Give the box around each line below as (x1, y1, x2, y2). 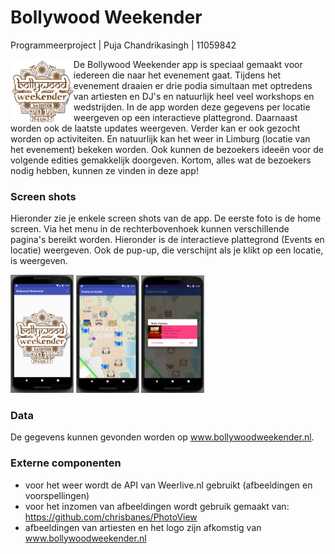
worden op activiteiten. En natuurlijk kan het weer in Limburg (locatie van (10, 132, 311, 145)
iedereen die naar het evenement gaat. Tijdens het (73, 69, 282, 81)
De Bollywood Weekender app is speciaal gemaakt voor (73, 58, 303, 70)
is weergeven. (10, 255, 68, 267)
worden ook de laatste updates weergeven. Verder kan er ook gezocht (10, 122, 301, 134)
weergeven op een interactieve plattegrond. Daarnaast (73, 111, 298, 123)
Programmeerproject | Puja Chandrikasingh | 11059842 (10, 39, 237, 51)
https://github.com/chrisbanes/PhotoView (24, 511, 198, 523)
